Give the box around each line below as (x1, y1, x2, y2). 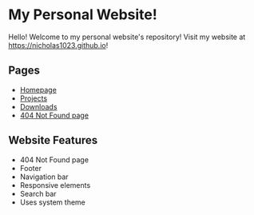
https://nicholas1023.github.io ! (8, 40, 109, 50)
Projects (19, 94, 48, 103)
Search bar (19, 189, 58, 198)
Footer (19, 163, 42, 173)
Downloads (19, 102, 58, 111)
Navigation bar (19, 172, 69, 181)
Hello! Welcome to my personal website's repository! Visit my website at (8, 32, 246, 42)
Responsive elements (19, 180, 91, 189)
